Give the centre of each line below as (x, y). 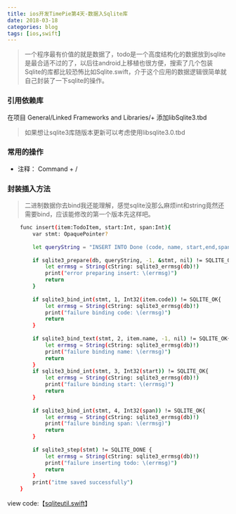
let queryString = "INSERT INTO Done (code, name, (108, 247)
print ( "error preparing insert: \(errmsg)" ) (111, 274)
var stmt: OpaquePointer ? (71, 234)
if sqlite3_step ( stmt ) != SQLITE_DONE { (92, 450)
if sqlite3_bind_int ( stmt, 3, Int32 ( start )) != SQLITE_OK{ (121, 371)
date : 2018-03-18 (33, 20)
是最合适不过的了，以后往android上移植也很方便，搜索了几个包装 (118, 63)
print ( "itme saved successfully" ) (83, 482)
